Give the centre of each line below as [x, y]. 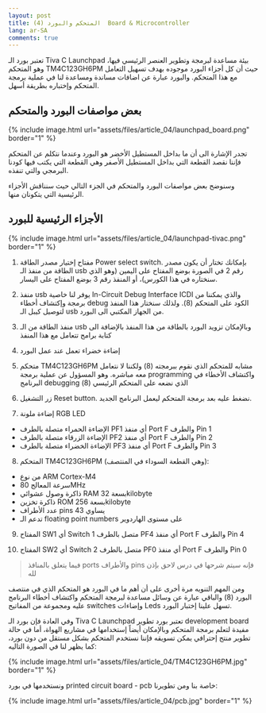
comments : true [33, 38]
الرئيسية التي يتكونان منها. [46, 195]
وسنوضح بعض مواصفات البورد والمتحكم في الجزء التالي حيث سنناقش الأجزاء [121, 186]
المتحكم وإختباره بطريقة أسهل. [54, 86]
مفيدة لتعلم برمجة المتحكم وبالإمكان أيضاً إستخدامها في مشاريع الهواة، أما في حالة [129, 629]
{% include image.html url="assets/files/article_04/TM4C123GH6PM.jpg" [128, 661]
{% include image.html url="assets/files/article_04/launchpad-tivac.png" [127, 238]
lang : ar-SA [28, 30]
